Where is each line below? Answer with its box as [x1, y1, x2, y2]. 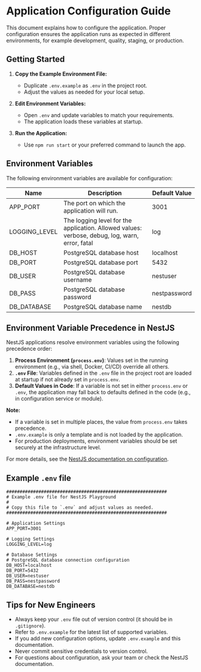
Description [87, 189, 122, 197]
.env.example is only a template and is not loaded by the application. [14, 431, 184, 438]
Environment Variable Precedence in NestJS [6, 322, 175, 333]
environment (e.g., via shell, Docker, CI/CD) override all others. [14, 363, 169, 371]
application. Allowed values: [63, 223, 142, 232]
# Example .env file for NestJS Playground [6, 494, 117, 500]
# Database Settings [6, 552, 58, 558]
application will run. [63, 206, 118, 214]
